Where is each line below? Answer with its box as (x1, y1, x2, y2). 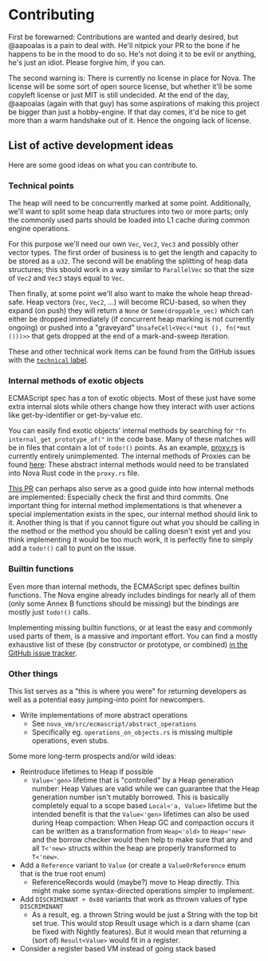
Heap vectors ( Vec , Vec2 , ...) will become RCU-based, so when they (26, 298, 247, 307)
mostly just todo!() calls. (8, 607, 90, 617)
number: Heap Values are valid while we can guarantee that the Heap (31, 783, 260, 793)
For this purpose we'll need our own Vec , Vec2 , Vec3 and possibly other (8, 239, 239, 249)
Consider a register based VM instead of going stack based (19, 943, 216, 953)
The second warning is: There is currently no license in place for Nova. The (8, 73, 256, 82)
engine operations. (8, 224, 70, 234)
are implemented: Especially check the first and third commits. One (8, 492, 229, 502)
